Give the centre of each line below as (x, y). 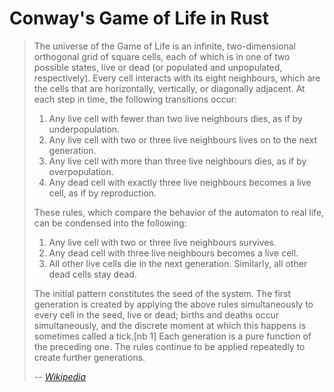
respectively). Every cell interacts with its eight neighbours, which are (177, 78)
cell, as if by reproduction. (102, 193)
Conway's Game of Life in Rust (139, 18)
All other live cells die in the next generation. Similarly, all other (178, 263)
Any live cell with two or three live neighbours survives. (162, 242)
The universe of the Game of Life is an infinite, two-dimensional (164, 46)
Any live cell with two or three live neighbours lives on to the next (183, 139)
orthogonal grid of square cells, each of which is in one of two (162, 56)
